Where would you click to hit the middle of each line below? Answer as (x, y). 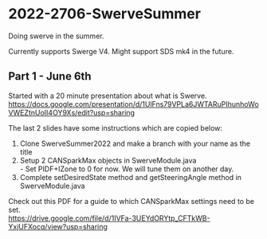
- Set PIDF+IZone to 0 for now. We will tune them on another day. (127, 169)
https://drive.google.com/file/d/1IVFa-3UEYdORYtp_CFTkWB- (109, 218)
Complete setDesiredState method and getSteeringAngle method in (130, 177)
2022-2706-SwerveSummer (105, 14)
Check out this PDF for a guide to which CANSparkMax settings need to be (132, 201)
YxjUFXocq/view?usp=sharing (58, 226)
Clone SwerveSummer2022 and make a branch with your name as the (135, 143)
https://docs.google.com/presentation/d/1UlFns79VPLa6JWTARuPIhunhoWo (133, 104)
